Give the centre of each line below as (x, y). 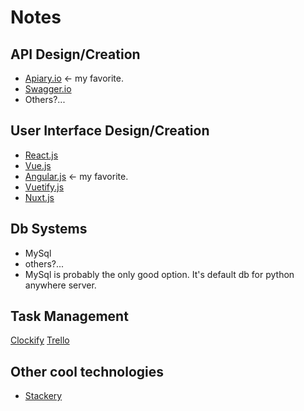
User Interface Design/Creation (110, 131)
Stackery (43, 396)
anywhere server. (60, 285)
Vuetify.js (44, 187)
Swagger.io (48, 89)
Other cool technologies (87, 371)
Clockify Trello (40, 340)
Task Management (69, 316)
